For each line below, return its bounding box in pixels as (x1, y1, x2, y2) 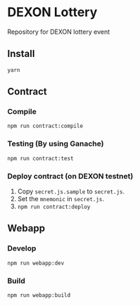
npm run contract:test (7, 155, 74, 162)
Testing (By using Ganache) (7, 139, 104, 148)
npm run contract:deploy (17, 203, 91, 211)
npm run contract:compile (7, 122, 83, 130)
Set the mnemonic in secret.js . (17, 195, 104, 203)
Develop (7, 243, 37, 253)
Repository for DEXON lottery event (7, 27, 110, 36)
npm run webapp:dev (7, 260, 65, 267)
